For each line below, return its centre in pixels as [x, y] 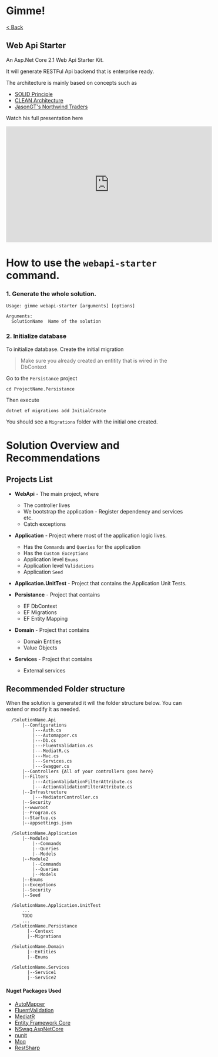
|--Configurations [44, 725]
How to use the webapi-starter [81, 263]
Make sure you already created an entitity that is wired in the [94, 360]
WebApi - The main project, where [57, 493]
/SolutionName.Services [40, 967]
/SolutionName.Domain [38, 947]
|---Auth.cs [47, 730]
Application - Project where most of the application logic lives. [91, 535]
